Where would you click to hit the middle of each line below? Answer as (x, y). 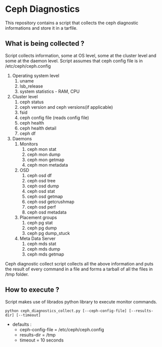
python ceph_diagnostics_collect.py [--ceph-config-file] (66, 311)
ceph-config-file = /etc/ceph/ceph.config (62, 329)
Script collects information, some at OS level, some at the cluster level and (81, 55)
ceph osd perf (41, 207)
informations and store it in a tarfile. (41, 28)
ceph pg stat (40, 222)
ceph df (28, 133)
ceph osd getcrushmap (51, 202)
